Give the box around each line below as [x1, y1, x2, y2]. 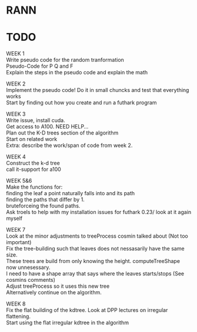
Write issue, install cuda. [6, 117, 66, 124]
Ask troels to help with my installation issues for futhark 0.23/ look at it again [6, 209, 192, 216]
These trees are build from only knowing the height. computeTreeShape [6, 258, 181, 265]
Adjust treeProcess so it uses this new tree [6, 282, 110, 290]
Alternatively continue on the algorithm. [6, 289, 102, 296]
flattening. [6, 313, 31, 320]
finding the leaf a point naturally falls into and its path [6, 190, 135, 197]
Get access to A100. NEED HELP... [6, 123, 89, 130]
